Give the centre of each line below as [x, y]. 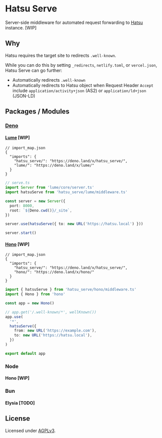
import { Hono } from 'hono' [35, 294]
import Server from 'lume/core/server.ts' [50, 188]
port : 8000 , [22, 206]
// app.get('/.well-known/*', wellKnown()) [51, 312]
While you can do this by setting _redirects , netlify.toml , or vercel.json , [81, 65]
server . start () [21, 233]
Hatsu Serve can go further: [34, 70]
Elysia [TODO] [20, 403]
